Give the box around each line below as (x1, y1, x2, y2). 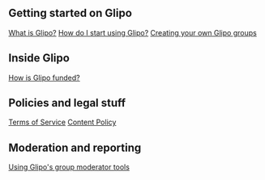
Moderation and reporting (8, 140, 142, 154)
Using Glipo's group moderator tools (8, 162, 130, 172)
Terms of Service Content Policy (8, 117, 117, 128)
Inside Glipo (8, 52, 71, 65)
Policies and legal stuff (8, 96, 126, 110)
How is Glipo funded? (8, 73, 80, 82)
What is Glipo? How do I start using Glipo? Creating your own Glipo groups (8, 27, 257, 37)
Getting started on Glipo (8, 6, 132, 20)
